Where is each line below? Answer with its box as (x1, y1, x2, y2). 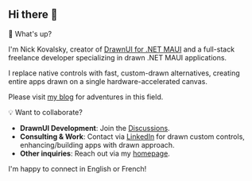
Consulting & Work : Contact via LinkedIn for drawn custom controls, (19, 132, 245, 141)
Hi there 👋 (8, 8, 58, 21)
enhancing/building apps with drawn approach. (19, 140, 175, 149)
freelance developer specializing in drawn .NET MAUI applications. (8, 52, 227, 62)
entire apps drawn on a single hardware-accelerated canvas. (8, 76, 208, 86)
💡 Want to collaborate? (8, 107, 83, 117)
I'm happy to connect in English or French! (8, 164, 147, 173)
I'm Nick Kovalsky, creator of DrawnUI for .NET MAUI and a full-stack (8, 44, 235, 54)
